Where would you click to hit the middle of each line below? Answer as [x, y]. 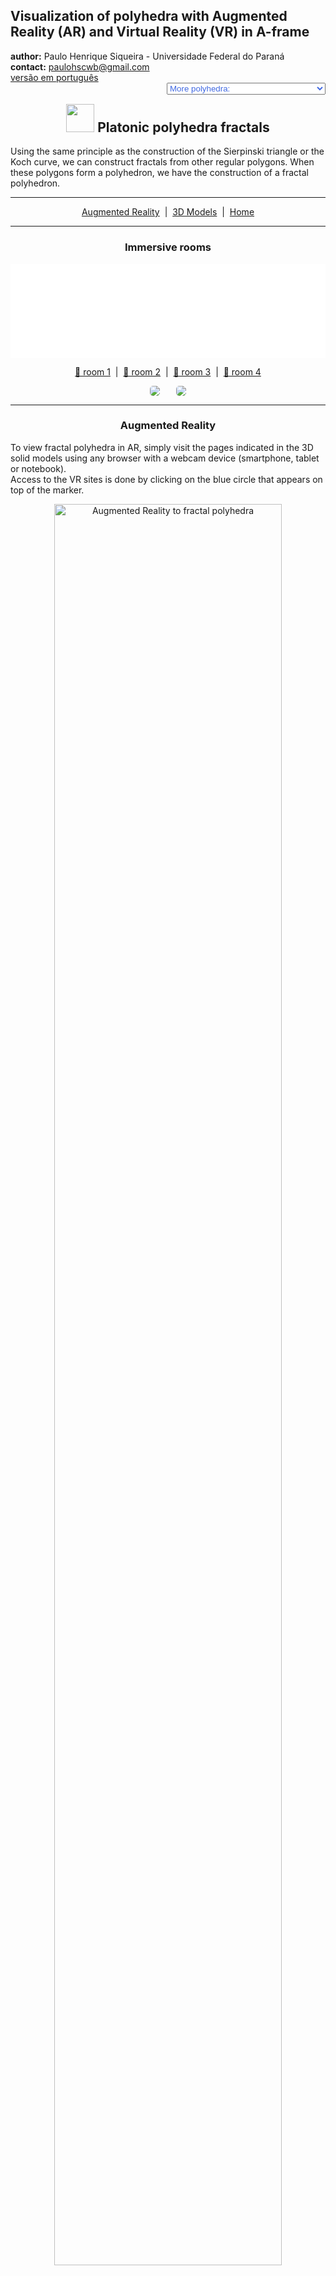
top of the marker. [47, 490]
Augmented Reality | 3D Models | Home [168, 212]
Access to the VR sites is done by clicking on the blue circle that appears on [166, 479]
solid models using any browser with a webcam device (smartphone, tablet [165, 458]
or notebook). [38, 468]
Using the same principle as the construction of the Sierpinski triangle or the [167, 151]
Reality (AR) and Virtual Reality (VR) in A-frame [160, 32]
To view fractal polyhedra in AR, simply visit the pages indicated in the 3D [162, 447]
